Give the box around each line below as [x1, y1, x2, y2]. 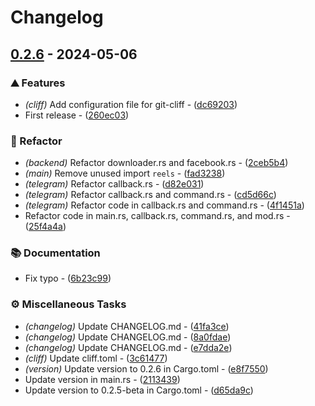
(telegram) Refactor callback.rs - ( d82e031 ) [24, 178, 205, 190]
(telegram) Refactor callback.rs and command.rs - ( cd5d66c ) [24, 189, 277, 201]
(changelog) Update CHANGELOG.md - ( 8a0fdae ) [24, 331, 232, 343]
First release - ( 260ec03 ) [24, 109, 130, 121]
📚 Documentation [10, 246, 101, 260]
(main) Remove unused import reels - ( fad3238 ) [24, 167, 226, 180]
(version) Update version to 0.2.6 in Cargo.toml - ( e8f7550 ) [24, 362, 269, 375]
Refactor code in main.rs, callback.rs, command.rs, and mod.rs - [24, 210, 291, 222]
